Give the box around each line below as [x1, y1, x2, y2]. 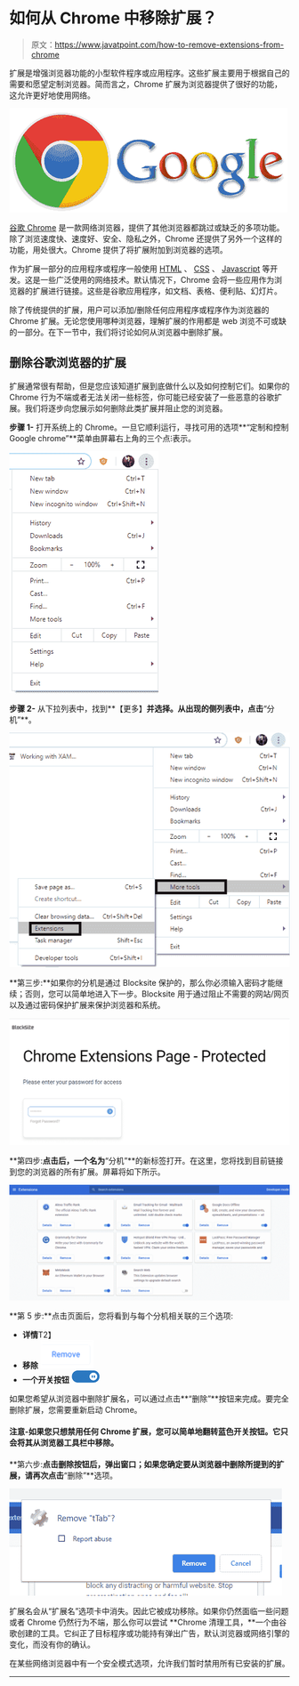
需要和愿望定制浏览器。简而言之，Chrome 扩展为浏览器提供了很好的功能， [9, 78, 283, 89]
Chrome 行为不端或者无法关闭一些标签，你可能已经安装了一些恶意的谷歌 [9, 391, 275, 402]
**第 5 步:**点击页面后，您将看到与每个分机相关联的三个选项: [9, 1310, 234, 1321]
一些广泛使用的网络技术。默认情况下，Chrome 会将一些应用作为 [39, 274, 275, 285]
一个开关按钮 [21, 1374, 69, 1384]
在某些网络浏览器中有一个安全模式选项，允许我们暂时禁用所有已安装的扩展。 [9, 1658, 290, 1669]
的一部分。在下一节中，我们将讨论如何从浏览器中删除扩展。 [9, 327, 228, 337]
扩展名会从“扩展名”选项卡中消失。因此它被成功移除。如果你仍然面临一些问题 [9, 1606, 289, 1617]
